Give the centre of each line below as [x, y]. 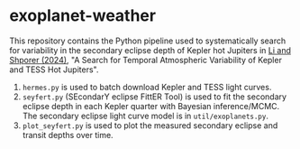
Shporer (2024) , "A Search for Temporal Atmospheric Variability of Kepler [145, 60]
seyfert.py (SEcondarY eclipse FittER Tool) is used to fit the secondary [154, 97]
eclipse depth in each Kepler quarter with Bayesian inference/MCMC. [151, 106]
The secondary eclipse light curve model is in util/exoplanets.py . [145, 116]
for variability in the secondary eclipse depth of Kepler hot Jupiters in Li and [150, 50]
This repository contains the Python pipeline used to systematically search [148, 41]
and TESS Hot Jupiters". [54, 70]
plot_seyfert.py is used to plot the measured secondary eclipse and [150, 125]
